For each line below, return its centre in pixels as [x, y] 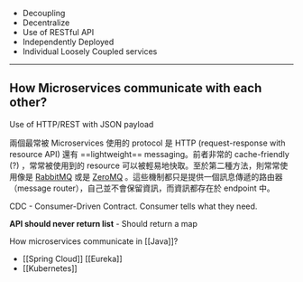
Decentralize [46, 23]
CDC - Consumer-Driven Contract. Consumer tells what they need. [133, 206]
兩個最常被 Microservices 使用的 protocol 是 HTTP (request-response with [147, 143]
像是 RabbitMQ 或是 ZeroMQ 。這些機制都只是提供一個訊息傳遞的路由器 [150, 176]
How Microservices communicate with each [136, 88]
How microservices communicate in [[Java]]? [94, 241]
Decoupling [44, 13]
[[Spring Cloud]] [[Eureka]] [73, 258]
